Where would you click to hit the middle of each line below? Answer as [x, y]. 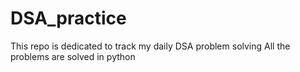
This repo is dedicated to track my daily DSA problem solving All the [150, 46]
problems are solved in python [73, 56]
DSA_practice [68, 18]
